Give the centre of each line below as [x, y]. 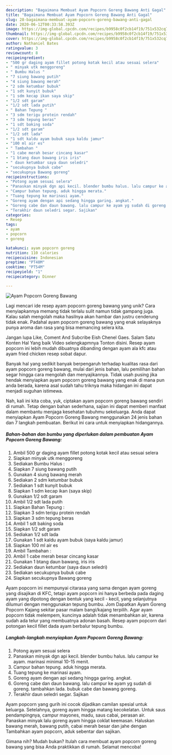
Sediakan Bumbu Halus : [39, 463]
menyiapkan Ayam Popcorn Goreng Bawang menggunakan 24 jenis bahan [84, 417]
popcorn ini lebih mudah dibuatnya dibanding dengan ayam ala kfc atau [81, 348]
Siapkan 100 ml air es [35, 545]
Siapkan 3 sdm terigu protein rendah [52, 513]
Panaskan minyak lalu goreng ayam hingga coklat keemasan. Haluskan [80, 720]
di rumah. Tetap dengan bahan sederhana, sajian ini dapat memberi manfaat [86, 406]
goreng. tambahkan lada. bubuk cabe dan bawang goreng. [75, 689]
